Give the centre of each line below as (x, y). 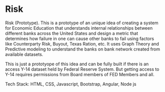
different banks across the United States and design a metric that (72, 33)
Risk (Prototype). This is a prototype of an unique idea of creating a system (82, 23)
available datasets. (24, 54)
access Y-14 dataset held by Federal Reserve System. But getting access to (82, 69)
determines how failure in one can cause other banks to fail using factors (80, 39)
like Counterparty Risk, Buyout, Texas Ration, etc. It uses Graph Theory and (82, 44)
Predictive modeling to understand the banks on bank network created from (82, 49)
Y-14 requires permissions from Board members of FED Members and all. (80, 74)
